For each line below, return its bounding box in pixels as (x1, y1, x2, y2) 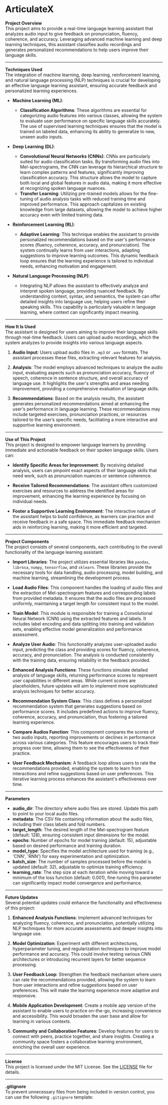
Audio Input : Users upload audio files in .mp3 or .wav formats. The (12, 349, 148, 355)
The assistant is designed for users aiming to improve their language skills (5, 329, 158, 335)
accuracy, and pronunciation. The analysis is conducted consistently (12, 651, 154, 657)
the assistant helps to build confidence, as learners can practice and (12, 513, 154, 519)
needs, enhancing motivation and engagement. (19, 263, 117, 269)
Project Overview (5, 20, 42, 26)
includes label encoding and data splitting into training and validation (12, 620, 154, 627)
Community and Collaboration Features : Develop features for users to (12, 1028, 159, 1034)
